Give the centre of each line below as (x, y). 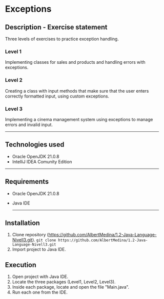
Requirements (27, 182)
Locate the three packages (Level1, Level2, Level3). (64, 282)
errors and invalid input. (29, 125)
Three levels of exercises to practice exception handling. (62, 39)
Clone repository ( (30, 235)
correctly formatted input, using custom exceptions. (57, 96)
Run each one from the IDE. (40, 292)
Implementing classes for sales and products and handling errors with (75, 62)
